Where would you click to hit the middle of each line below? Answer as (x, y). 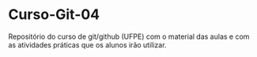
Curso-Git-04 (54, 15)
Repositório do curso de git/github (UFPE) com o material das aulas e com (129, 36)
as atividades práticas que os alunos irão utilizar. (87, 44)
